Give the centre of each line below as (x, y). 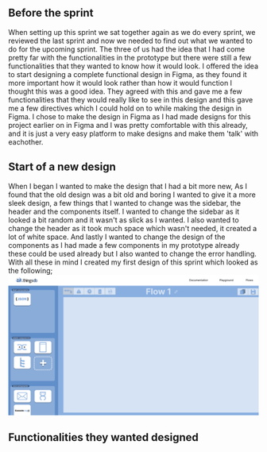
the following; (31, 270)
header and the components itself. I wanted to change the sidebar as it (124, 211)
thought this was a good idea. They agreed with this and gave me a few (125, 91)
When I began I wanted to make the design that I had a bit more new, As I (128, 186)
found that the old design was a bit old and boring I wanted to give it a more (132, 195)
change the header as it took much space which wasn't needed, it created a (133, 228)
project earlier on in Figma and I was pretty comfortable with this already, (128, 125)
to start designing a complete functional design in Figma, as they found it (128, 74)
